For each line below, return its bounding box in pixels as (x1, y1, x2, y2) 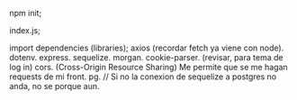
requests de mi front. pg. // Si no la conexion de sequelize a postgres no (9, 71, 277, 82)
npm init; (9, 8, 42, 18)
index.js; (9, 25, 40, 35)
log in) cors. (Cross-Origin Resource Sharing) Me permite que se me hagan (9, 62, 288, 72)
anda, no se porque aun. (9, 81, 101, 91)
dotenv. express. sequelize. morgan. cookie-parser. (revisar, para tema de (9, 52, 283, 62)
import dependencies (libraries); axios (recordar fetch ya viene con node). (9, 42, 284, 53)
